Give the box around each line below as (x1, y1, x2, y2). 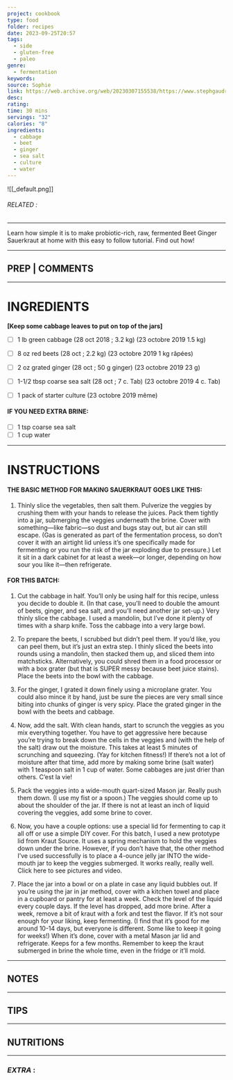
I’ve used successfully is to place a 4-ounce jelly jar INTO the (17, 851, 193, 860)
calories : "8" (7, 120, 49, 127)
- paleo (13, 56, 36, 63)
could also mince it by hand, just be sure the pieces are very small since (17, 692, 223, 701)
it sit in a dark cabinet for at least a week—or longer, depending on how (17, 553, 222, 561)
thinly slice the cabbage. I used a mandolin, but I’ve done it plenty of (17, 613, 213, 622)
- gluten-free (13, 49, 54, 56)
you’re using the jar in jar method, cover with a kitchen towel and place (17, 887, 220, 895)
